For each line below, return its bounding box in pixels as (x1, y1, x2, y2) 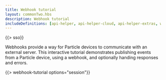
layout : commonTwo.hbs (5, 12, 52, 17)
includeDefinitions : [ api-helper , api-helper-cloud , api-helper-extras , (5, 21, 158, 26)
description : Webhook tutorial (5, 16, 70, 21)
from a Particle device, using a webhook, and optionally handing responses (5, 55, 159, 61)
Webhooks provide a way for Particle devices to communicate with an (5, 44, 147, 50)
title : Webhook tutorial (5, 7, 56, 12)
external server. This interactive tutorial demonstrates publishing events (5, 49, 151, 55)
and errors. (5, 60, 28, 66)
